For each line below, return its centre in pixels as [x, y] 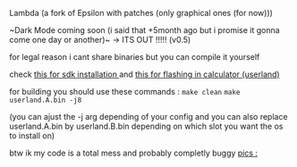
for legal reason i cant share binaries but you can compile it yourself [135, 57]
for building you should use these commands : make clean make [125, 92]
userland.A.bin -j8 [46, 100]
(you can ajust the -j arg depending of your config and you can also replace [148, 117]
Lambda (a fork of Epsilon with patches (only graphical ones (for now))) [141, 13]
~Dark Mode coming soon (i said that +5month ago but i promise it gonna [144, 30]
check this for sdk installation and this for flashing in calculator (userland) [144, 74]
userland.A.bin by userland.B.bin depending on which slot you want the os [146, 126]
